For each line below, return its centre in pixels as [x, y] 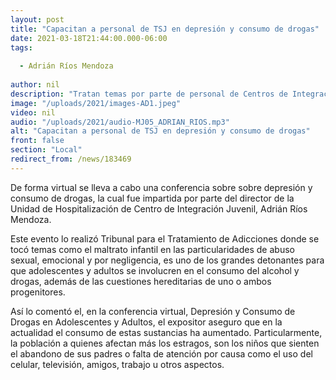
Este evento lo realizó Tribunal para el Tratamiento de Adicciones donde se [165, 238]
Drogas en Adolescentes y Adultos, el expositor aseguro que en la [146, 322]
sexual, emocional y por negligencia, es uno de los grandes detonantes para [167, 260]
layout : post [37, 19]
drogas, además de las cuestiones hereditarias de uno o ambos [141, 281]
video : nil [33, 112]
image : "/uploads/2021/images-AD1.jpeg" [96, 103]
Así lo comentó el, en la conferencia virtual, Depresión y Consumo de [153, 311]
